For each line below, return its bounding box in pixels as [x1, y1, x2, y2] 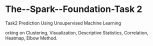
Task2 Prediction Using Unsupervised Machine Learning [5, 20, 121, 26]
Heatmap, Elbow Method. [5, 35, 57, 41]
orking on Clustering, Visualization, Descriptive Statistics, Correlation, [5, 29, 148, 35]
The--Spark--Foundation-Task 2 [5, 3, 142, 15]
